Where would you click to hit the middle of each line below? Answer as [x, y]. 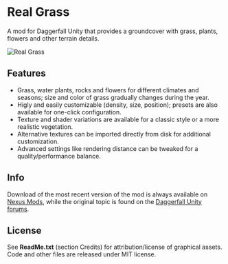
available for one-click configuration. [69, 112]
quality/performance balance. [59, 156]
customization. [38, 141]
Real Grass [38, 12]
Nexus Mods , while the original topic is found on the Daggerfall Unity [105, 201]
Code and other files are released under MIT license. [82, 254]
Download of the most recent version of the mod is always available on [107, 194]
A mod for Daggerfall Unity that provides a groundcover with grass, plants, [113, 31]
